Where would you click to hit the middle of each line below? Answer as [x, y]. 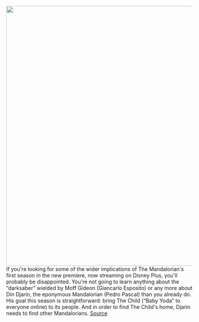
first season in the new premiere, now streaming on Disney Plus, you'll [92, 275]
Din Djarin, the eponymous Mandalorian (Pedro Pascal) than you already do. [99, 294]
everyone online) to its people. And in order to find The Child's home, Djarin [98, 307]
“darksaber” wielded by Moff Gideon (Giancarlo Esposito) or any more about [99, 288]
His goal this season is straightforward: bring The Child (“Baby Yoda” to [93, 301]
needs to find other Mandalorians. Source [57, 313]
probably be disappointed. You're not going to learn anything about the [93, 282]
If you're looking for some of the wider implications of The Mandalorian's [95, 269]
